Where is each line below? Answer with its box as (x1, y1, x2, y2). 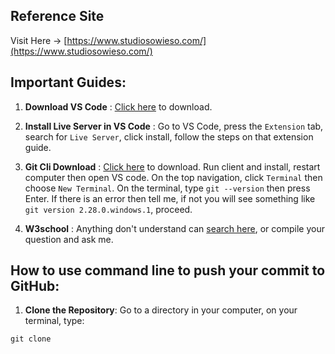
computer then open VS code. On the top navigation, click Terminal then (24, 171, 323, 183)
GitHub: (10, 278, 60, 295)
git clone (10, 334, 52, 344)
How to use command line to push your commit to (10, 262, 326, 279)
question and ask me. (24, 233, 114, 245)
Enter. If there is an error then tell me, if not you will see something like (24, 192, 316, 204)
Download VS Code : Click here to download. (24, 100, 213, 113)
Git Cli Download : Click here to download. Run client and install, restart (24, 160, 321, 173)
